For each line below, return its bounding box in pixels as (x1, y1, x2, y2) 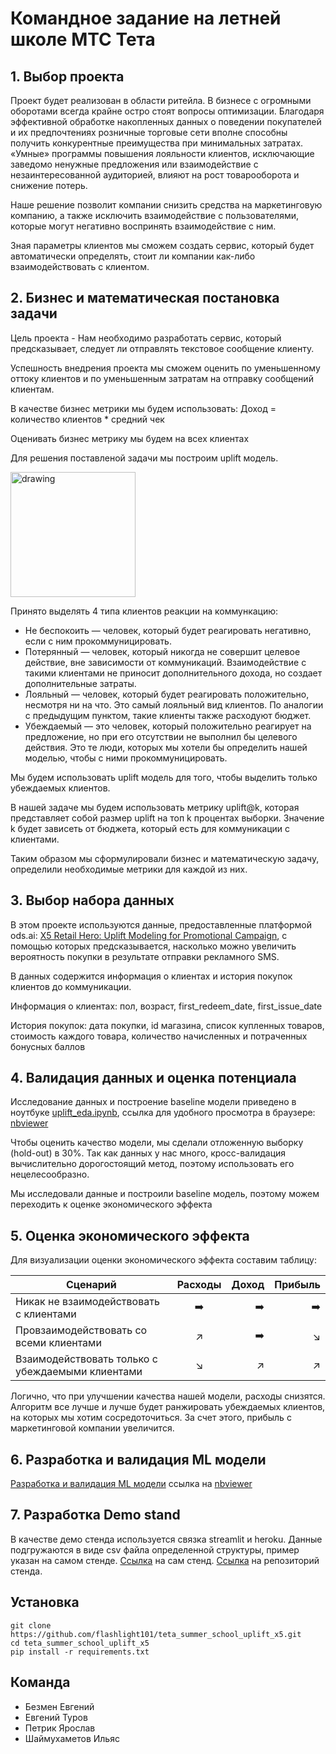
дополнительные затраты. (24, 677, 137, 689)
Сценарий (65, 1278, 117, 1292)
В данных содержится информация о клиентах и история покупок (10, 970, 293, 982)
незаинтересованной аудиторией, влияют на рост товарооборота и (10, 169, 300, 181)
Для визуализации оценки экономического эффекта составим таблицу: (10, 1254, 317, 1266)
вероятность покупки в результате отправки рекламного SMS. (10, 950, 280, 962)
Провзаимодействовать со (15, 1323, 148, 1337)
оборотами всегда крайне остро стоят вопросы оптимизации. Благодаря (10, 105, 325, 117)
